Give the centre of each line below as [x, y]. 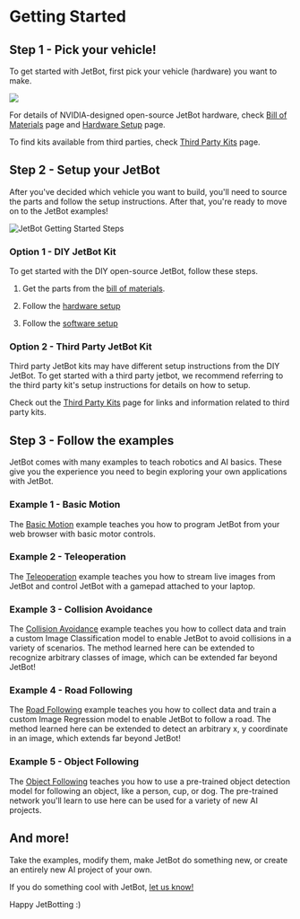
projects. [26, 809]
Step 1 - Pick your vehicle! [83, 50]
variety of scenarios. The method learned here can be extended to [132, 648]
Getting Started [68, 17]
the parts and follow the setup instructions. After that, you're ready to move [148, 201]
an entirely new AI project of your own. [81, 870]
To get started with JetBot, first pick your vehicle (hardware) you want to [143, 71]
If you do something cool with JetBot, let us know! [102, 887]
